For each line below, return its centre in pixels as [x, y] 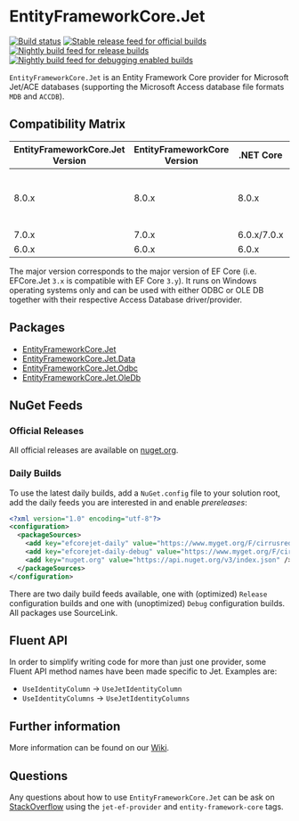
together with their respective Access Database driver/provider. [126, 300]
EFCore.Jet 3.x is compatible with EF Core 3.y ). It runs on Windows [133, 280]
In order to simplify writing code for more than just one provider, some [138, 662]
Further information [65, 726]
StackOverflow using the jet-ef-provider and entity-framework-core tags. [146, 806]
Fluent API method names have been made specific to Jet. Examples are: [143, 671]
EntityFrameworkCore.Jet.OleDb [81, 377]
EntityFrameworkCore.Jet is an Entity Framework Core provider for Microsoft [149, 77]
